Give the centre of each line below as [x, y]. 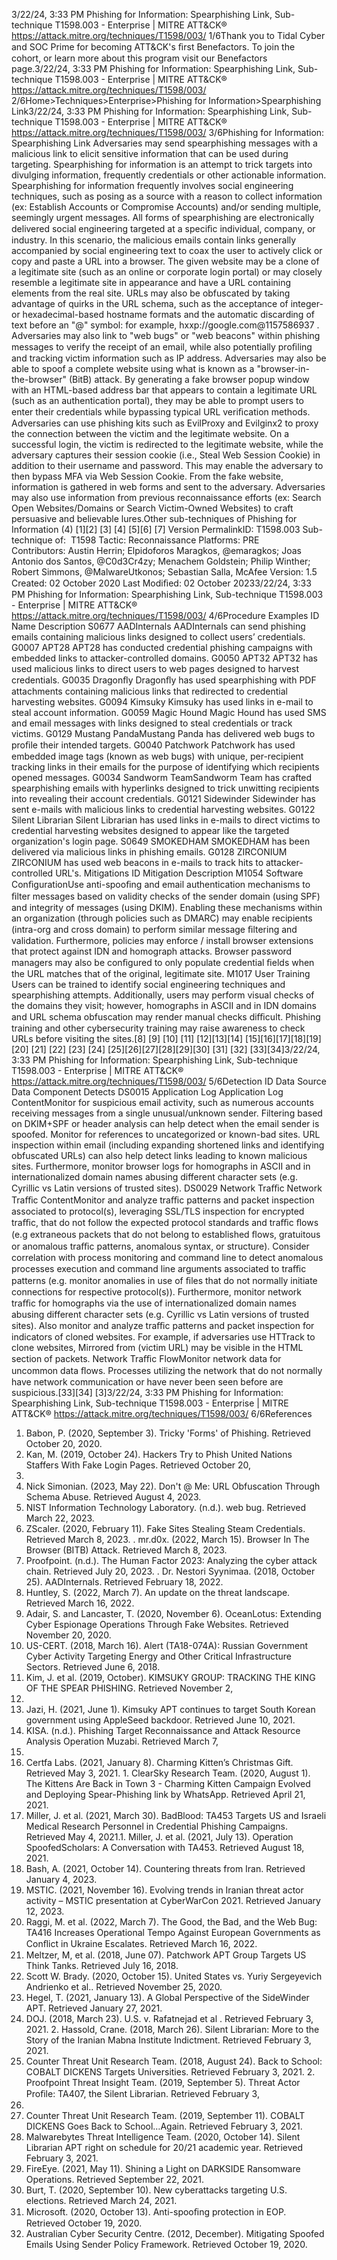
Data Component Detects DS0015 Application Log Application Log [147, 1092]
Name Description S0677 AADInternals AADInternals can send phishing [158, 626]
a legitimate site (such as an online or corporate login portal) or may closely [167, 272]
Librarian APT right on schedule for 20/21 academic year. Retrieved [164, 2147]
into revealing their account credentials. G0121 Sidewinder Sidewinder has [163, 798]
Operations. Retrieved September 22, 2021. [115, 2179]
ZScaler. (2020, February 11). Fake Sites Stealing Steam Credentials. [165, 1528]
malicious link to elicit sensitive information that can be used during [150, 153]
